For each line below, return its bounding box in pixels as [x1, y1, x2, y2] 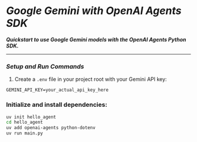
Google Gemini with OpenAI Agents [6, 4, 182, 18]
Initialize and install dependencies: [6, 101, 107, 109]
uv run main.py [6, 130, 43, 136]
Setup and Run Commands [6, 62, 84, 70]
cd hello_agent [6, 119, 43, 126]
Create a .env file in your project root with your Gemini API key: [14, 76, 167, 83]
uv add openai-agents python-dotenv [6, 125, 96, 131]
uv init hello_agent [6, 114, 57, 120]
